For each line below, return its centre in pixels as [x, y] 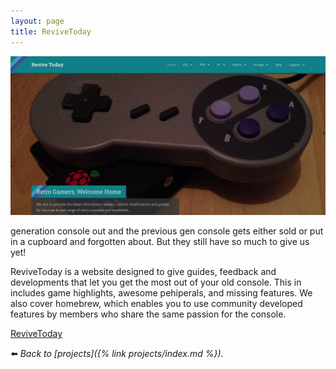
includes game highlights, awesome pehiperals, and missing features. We [161, 293]
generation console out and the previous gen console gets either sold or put [167, 231]
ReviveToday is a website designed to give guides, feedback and [143, 272]
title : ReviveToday [51, 31]
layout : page [37, 21]
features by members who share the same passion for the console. [148, 314]
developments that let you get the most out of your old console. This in [156, 282]
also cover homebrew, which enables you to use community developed [156, 304]
